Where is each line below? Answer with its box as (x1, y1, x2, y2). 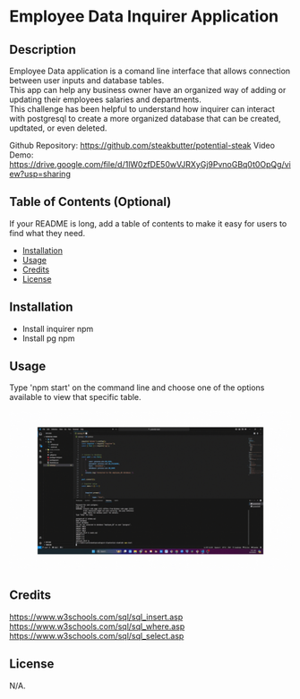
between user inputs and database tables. (9, 75, 165, 86)
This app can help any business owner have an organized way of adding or (9, 85, 287, 95)
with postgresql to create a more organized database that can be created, (9, 114, 281, 124)
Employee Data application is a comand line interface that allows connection (9, 65, 291, 76)
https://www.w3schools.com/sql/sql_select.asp (9, 630, 184, 641)
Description (9, 42, 76, 57)
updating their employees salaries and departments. (9, 94, 201, 105)
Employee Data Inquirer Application (9, 6, 279, 27)
